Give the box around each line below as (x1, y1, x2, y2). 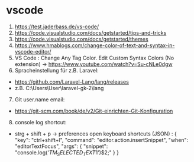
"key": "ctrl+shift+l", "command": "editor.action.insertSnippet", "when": (14, 136, 189, 143)
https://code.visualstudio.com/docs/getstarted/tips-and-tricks (14, 29, 167, 36)
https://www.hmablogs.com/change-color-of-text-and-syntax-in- (14, 42, 175, 49)
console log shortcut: (14, 118, 67, 125)
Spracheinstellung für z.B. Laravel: (14, 67, 99, 74)
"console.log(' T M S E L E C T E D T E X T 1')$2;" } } (14, 148, 119, 157)
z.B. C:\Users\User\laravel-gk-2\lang (14, 84, 104, 91)
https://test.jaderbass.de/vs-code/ (14, 23, 99, 30)
